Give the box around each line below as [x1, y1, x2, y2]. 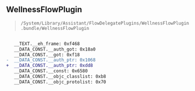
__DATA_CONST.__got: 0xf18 [14, 52, 80, 58]
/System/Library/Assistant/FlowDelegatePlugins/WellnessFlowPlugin [20, 20, 189, 26]
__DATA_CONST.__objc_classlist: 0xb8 [14, 73, 107, 80]
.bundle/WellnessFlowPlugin [20, 25, 89, 31]
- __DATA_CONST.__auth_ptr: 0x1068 [6, 57, 96, 63]
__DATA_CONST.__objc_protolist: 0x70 [14, 79, 107, 85]
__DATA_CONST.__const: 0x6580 [14, 68, 88, 74]
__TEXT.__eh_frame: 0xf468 [14, 41, 80, 46]
